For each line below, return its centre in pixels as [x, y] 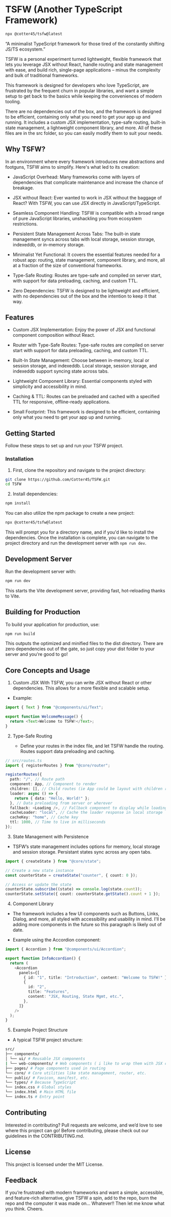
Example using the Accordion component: [56, 940]
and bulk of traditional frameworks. [42, 75]
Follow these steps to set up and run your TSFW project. [64, 446]
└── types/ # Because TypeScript [41, 1083]
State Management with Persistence [51, 836]
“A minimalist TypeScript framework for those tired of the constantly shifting [85, 43]
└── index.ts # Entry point [35, 1097]
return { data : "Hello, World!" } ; [52, 798]
